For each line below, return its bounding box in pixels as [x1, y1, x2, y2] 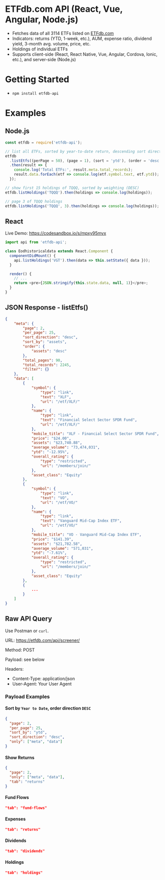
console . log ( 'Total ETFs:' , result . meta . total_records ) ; [14, 167, 133, 172]
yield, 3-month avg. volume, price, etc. [12, 40, 91, 46]
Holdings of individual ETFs [12, 46, 68, 52]
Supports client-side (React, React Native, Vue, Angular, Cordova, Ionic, [12, 51, 158, 57]
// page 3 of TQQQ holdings [5, 199, 63, 204]
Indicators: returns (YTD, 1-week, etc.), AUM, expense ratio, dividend [12, 36, 152, 41]
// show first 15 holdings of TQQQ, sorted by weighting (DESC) [5, 185, 139, 191]
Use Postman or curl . [5, 628, 49, 634]
